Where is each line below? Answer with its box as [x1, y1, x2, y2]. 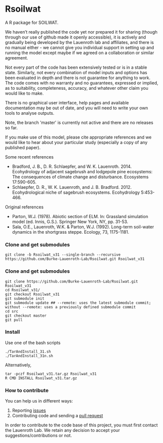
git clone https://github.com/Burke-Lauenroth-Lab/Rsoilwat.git [5, 279, 138, 284]
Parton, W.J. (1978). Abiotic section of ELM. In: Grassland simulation [12, 213, 148, 219]
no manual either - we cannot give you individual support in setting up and [5, 44, 154, 50]
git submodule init [5, 296, 45, 301]
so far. [5, 124, 18, 130]
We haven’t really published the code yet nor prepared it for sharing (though [5, 29, 158, 35]
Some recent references [5, 154, 54, 160]
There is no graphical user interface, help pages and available [5, 100, 129, 105]
